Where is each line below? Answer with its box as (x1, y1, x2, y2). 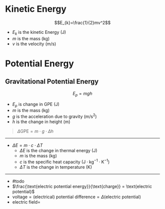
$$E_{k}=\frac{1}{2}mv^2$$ (54, 20, 111, 26)
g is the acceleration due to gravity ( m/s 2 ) (12, 113, 97, 119)
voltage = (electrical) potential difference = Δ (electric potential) (12, 194, 141, 200)
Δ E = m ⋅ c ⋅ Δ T (12, 142, 43, 148)
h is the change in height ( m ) (12, 119, 71, 125)
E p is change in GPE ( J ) (12, 101, 60, 108)
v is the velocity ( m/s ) (12, 41, 56, 47)
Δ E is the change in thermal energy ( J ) (19, 147, 98, 153)
